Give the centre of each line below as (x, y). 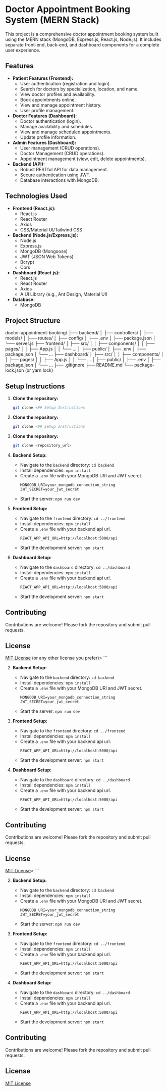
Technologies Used (36, 196)
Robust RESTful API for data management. (64, 169)
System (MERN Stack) (52, 20)
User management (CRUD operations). (60, 148)
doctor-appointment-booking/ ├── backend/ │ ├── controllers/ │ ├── (79, 333)
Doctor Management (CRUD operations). (62, 153)
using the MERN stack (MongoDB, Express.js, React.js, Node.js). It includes (83, 39)
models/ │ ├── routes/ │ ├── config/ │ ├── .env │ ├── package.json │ (81, 338)
